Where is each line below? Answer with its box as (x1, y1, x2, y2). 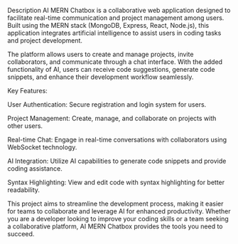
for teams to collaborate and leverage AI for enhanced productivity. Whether (7, 207, 231, 216)
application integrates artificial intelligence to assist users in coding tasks (7, 28, 222, 37)
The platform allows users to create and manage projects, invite (7, 50, 194, 58)
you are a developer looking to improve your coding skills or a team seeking (7, 215, 229, 223)
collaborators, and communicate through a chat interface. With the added (7, 58, 222, 66)
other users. (7, 122, 43, 130)
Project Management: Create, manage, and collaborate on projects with (7, 114, 217, 122)
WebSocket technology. (7, 143, 77, 152)
